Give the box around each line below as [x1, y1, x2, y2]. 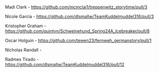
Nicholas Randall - [5, 47, 42, 53]
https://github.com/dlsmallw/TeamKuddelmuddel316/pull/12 [5, 62, 125, 67]
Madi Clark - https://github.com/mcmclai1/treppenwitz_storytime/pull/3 [5, 4, 147, 10]
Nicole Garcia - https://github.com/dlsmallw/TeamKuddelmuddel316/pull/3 [5, 14, 154, 19]
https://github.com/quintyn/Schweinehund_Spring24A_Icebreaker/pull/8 [5, 28, 150, 34]
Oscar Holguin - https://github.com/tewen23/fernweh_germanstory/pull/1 [5, 37, 152, 43]
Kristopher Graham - [5, 23, 47, 29]
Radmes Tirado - [5, 56, 39, 62]
